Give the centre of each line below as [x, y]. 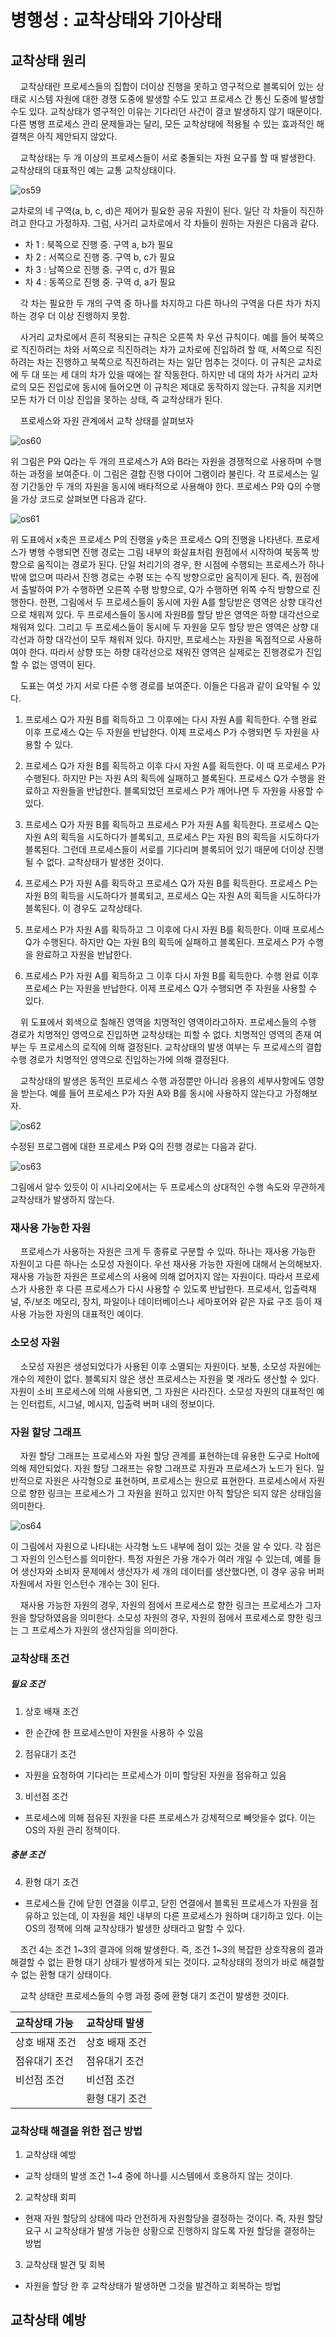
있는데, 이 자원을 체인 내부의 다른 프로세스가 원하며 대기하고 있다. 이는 [187, 1915]
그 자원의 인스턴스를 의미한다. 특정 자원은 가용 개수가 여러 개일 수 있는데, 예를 [161, 1558]
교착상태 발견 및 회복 [65, 2265]
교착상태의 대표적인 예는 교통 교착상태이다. [93, 170]
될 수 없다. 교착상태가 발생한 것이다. [94, 862]
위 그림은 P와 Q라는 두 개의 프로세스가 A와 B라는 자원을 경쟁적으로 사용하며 [157, 461]
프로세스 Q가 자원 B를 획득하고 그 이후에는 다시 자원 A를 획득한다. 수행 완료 [171, 719]
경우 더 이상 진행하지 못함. [79, 315]
